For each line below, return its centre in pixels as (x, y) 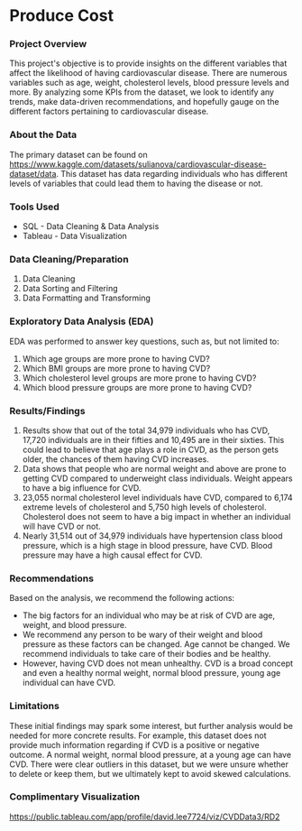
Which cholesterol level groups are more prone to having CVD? (139, 378)
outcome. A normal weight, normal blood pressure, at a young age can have (150, 754)
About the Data (43, 134)
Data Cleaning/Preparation (69, 259)
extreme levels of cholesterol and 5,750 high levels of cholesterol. (145, 507)
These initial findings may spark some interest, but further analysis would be (151, 725)
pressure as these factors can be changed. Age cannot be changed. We (156, 644)
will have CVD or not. (61, 526)
